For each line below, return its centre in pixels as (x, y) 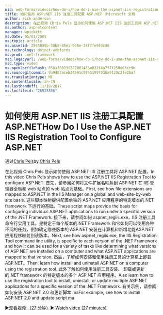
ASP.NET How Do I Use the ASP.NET (78, 127)
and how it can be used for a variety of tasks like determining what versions (81, 246)
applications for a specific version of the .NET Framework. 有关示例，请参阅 (81, 286)
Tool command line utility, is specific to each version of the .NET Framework (81, 241)
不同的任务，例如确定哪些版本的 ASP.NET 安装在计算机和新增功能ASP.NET (80, 229)
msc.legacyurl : (20, 59)
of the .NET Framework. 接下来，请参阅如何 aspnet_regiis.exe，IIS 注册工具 (80, 217)
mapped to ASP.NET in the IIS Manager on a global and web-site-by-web (78, 194)
